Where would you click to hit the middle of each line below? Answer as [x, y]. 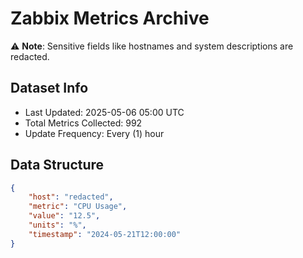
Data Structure [57, 165]
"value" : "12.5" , [64, 216]
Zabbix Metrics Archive [110, 18]
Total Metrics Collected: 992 [83, 123]
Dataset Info [49, 88]
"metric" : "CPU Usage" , [78, 207]
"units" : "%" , [57, 225]
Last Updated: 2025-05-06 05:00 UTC [104, 112]
